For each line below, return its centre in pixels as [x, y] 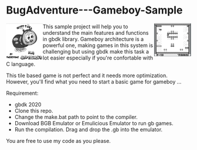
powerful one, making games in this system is [98, 45]
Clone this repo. [34, 111]
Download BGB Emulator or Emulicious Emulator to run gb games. [94, 123]
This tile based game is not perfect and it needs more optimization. [87, 75]
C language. [21, 64]
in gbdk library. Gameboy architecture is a [94, 39]
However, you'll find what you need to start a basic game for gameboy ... [94, 81]
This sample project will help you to [86, 26]
